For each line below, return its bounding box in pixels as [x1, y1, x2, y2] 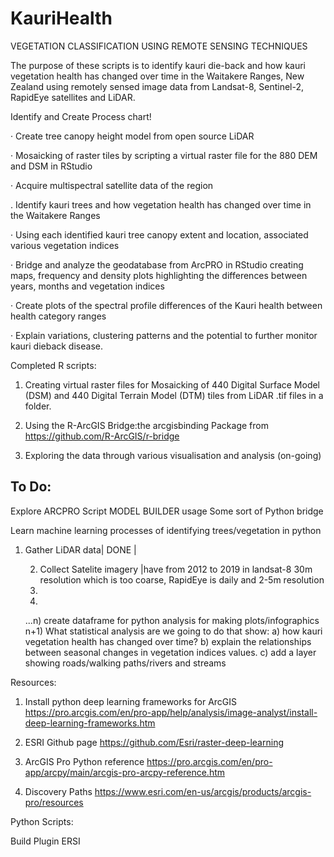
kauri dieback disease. [10, 340, 103, 352]
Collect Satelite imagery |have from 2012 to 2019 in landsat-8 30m [39, 563, 313, 575]
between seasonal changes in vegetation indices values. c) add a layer [24, 646, 317, 658]
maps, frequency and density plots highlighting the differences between [10, 269, 308, 281]
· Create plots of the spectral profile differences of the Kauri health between [10, 299, 323, 311]
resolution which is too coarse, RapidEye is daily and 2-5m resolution [39, 573, 325, 586]
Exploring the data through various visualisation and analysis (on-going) [24, 449, 322, 461]
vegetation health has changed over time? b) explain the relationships [24, 635, 312, 647]
